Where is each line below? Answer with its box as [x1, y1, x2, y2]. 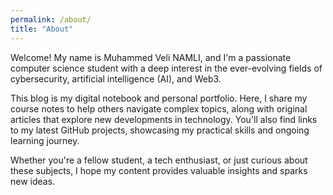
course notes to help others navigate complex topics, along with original [10, 102, 308, 115]
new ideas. [10, 175, 56, 187]
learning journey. [10, 134, 80, 146]
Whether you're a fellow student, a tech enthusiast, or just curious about [10, 154, 308, 166]
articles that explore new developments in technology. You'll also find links [10, 113, 318, 125]
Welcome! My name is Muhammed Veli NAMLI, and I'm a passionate [10, 51, 292, 63]
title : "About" [10, 24, 74, 34]
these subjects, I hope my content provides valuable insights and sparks [10, 164, 308, 176]
